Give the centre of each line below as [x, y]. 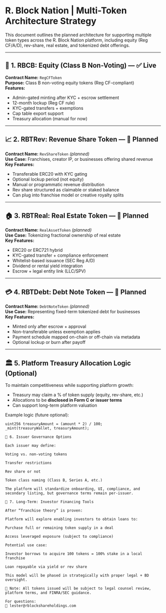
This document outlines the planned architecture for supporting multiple [78, 35]
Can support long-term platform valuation [55, 405]
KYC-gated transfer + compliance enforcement [60, 255]
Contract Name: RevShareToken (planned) [47, 154]
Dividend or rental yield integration [47, 266]
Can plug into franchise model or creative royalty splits [68, 195]
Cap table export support [38, 113]
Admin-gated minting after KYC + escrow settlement [66, 97]
